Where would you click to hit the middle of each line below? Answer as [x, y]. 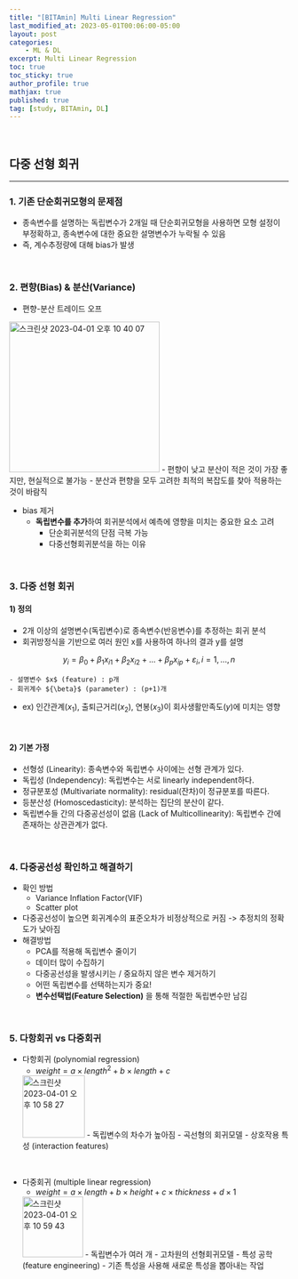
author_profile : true [49, 84]
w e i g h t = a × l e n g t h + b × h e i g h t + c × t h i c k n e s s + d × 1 [136, 1192]
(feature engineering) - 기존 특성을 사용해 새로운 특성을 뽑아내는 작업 [143, 1265]
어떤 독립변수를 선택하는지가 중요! [94, 985]
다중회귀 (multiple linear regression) [86, 1182]
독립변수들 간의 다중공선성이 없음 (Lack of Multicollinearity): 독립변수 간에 [152, 813]
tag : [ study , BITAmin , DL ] [59, 109]
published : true [39, 100]
